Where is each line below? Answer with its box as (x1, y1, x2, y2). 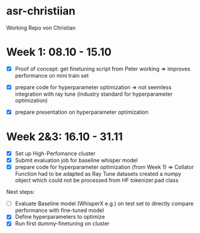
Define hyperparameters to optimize (14, 213, 105, 220)
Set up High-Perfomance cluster (14, 150, 96, 157)
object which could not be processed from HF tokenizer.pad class (14, 176, 179, 184)
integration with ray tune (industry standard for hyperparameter (14, 90, 173, 98)
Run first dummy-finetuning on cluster (14, 220, 110, 227)
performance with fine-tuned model (14, 207, 104, 214)
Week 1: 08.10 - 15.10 (6, 45, 112, 59)
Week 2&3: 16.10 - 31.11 (6, 130, 123, 144)
